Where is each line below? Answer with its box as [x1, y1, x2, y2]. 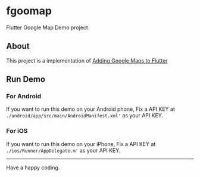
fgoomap [6, 4, 52, 18]
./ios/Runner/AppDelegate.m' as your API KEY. [6, 147, 121, 154]
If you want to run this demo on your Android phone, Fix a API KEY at [6, 105, 176, 113]
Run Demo [6, 74, 46, 85]
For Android [6, 92, 42, 101]
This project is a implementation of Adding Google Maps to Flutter [6, 57, 168, 64]
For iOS [6, 127, 28, 135]
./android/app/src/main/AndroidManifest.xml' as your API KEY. [6, 112, 164, 119]
